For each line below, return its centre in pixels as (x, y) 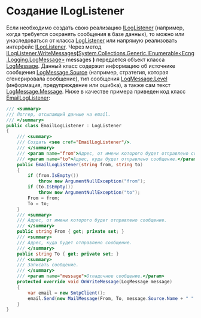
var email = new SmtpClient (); (67, 293)
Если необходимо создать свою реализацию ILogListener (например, (95, 28)
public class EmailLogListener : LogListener (64, 125)
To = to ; (39, 203)
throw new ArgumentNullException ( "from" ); (92, 181)
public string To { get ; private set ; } (68, 254)
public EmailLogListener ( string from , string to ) (80, 164)
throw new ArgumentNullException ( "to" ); (89, 193)
